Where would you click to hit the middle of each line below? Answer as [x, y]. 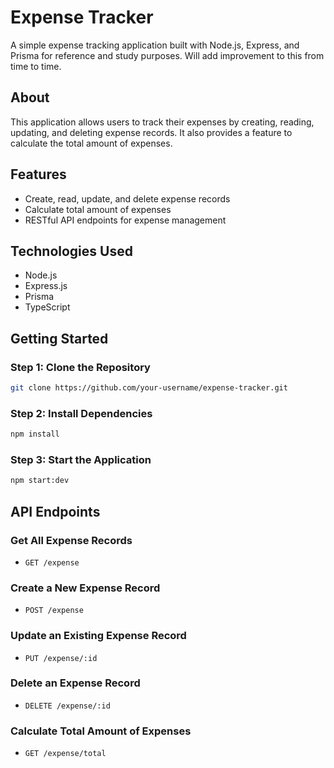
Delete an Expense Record [75, 683]
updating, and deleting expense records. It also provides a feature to [151, 132]
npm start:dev [40, 481]
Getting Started [59, 338]
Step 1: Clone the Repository [80, 367]
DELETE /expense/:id [67, 706]
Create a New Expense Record [85, 588]
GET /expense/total [65, 754]
